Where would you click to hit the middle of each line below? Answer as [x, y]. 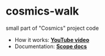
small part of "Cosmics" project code [52, 28]
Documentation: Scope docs [51, 46]
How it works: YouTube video [52, 40]
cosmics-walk [42, 11]
